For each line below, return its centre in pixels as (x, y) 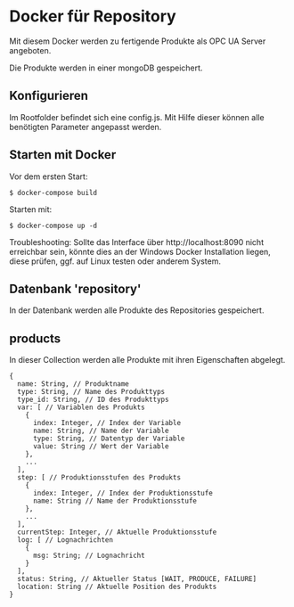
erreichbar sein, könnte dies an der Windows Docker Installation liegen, (140, 251)
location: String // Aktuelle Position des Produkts (117, 587)
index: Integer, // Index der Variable (106, 423)
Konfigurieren (49, 96)
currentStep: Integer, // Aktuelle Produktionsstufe (117, 532)
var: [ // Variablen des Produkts (81, 407)
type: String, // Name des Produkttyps (91, 392)
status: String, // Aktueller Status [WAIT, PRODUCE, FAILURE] (137, 579)
